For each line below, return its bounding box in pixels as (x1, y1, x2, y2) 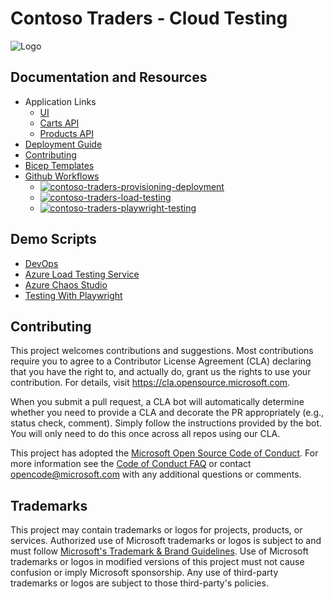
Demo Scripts (10, 231, 97, 248)
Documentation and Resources (10, 69, 208, 86)
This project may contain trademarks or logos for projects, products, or (10, 524, 303, 536)
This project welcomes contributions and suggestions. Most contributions (10, 345, 314, 357)
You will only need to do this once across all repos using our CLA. (10, 428, 281, 440)
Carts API (39, 117, 80, 129)
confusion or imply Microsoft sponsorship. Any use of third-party (10, 567, 279, 579)
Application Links (24, 95, 97, 107)
